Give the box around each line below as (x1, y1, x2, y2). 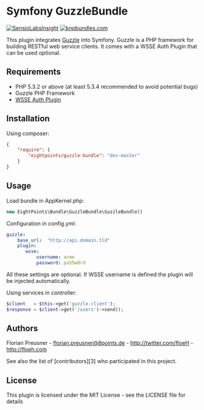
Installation (6, 114, 50, 124)
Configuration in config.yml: (6, 220, 77, 227)
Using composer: (6, 130, 50, 137)
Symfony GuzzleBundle (6, 4, 128, 18)
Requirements (6, 67, 61, 77)
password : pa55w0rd (36, 260, 86, 266)
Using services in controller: (6, 289, 77, 296)
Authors (6, 324, 38, 334)
